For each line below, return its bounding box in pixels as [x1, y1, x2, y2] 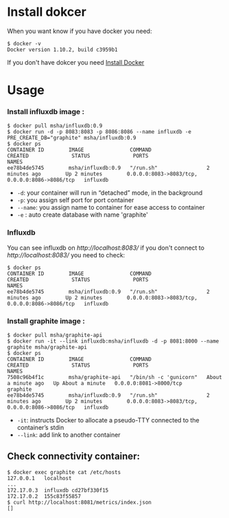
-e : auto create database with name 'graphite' [16, 211, 149, 219]
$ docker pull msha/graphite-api [7, 332, 103, 339]
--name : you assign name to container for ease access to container [16, 204, 206, 212]
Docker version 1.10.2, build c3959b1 [7, 46, 118, 53]
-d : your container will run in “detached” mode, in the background [16, 188, 203, 197]
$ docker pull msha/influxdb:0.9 [7, 122, 103, 129]
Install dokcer [7, 4, 87, 20]
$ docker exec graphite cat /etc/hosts [7, 468, 121, 475]
